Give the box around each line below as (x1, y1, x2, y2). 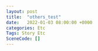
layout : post (6, 8, 38, 15)
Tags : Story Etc (6, 30, 45, 36)
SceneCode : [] (6, 36, 41, 42)
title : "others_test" (6, 14, 61, 20)
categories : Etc (6, 25, 45, 31)
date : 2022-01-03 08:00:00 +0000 (6, 19, 93, 25)
